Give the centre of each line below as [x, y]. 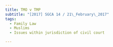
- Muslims [19, 28]
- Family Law [23, 23]
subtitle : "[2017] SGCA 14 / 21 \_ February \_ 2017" [57, 14]
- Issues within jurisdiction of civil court [57, 33]
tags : [11, 19]
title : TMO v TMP [23, 10]
